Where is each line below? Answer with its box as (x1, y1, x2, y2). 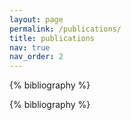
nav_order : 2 (9, 52, 64, 62)
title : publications (9, 33, 96, 43)
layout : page (9, 14, 64, 25)
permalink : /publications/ (9, 24, 122, 34)
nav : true (9, 42, 51, 53)
